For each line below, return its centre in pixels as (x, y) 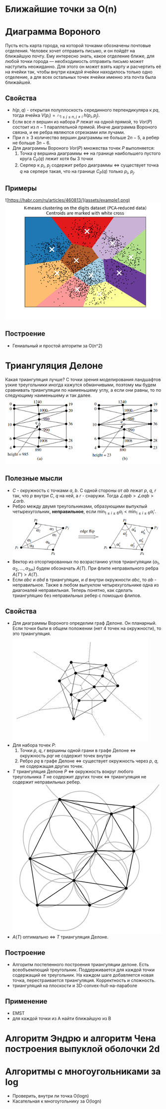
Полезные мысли (34, 479)
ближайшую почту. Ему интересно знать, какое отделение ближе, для (80, 56)
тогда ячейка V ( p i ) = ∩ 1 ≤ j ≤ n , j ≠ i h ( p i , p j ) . (56, 116)
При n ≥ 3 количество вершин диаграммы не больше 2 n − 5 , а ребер (86, 137)
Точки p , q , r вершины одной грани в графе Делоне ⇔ (78, 751)
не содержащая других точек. (52, 766)
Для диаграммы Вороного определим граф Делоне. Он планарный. (84, 623)
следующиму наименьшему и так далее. (48, 395)
